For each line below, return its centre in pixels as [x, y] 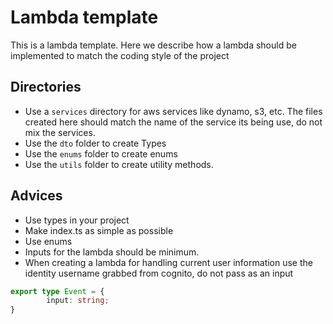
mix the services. [60, 132]
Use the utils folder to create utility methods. [119, 164]
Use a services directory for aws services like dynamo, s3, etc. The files [173, 111]
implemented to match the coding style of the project [120, 55]
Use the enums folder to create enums [101, 153]
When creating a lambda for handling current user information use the [168, 262]
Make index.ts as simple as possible [99, 230]
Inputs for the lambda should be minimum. [112, 252]
